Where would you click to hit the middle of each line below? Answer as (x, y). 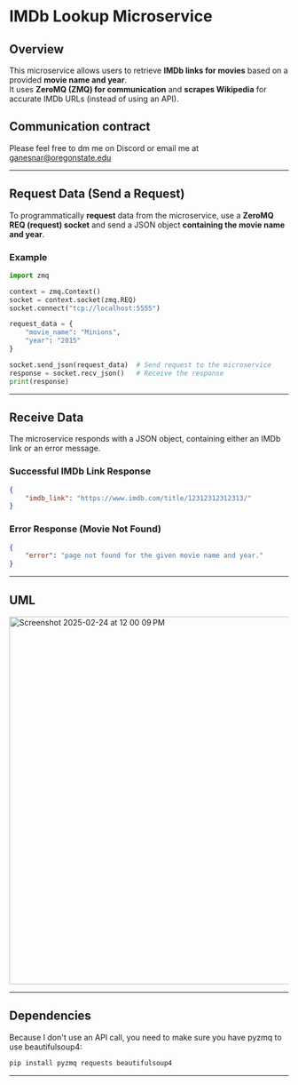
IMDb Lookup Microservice (111, 16)
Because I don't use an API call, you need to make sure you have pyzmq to (145, 1037)
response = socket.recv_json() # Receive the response (117, 373)
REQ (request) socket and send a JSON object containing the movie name (147, 225)
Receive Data (47, 417)
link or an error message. (55, 448)
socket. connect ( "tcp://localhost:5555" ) (85, 308)
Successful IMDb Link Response (80, 471)
